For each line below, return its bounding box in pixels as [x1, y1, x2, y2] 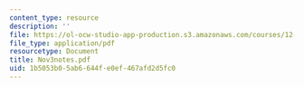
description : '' [9, 22, 71, 31]
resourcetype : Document [9, 47, 100, 56]
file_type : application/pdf [9, 38, 116, 48]
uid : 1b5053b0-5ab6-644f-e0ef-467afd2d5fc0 [9, 64, 176, 73]
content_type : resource [9, 13, 100, 23]
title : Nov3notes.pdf [9, 55, 91, 64]
